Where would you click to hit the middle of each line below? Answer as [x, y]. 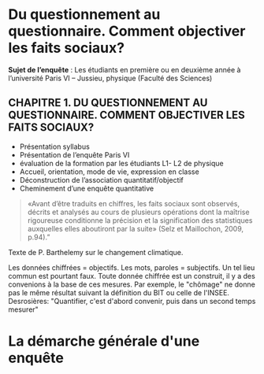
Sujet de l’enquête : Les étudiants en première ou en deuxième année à [125, 69]
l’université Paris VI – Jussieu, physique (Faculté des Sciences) [110, 78]
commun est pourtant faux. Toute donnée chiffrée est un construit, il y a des [132, 276]
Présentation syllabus [55, 146]
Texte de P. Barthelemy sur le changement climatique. [96, 252]
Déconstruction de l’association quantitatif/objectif [101, 180]
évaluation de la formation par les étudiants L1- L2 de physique [121, 163]
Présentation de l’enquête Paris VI [74, 154]
